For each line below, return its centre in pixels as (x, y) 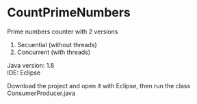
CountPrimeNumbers (69, 13)
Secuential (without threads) (57, 44)
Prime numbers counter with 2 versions (63, 31)
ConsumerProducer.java (41, 93)
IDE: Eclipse (24, 73)
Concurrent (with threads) (54, 52)
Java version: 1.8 (31, 65)
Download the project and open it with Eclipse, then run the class (99, 86)
